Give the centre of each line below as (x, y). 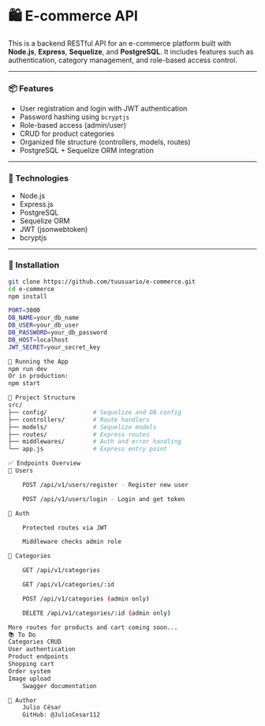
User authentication (42, 649)
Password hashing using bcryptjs (75, 117)
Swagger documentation (60, 686)
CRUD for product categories (67, 134)
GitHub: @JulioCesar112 (62, 715)
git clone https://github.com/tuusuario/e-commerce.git (102, 282)
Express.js (36, 204)
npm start (24, 384)
